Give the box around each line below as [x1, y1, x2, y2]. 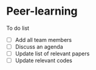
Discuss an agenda [15, 43, 64, 50]
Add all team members [15, 36, 72, 43]
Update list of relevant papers [15, 50, 90, 57]
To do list [6, 24, 29, 32]
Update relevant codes [15, 57, 73, 65]
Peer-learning [6, 4, 78, 18]
